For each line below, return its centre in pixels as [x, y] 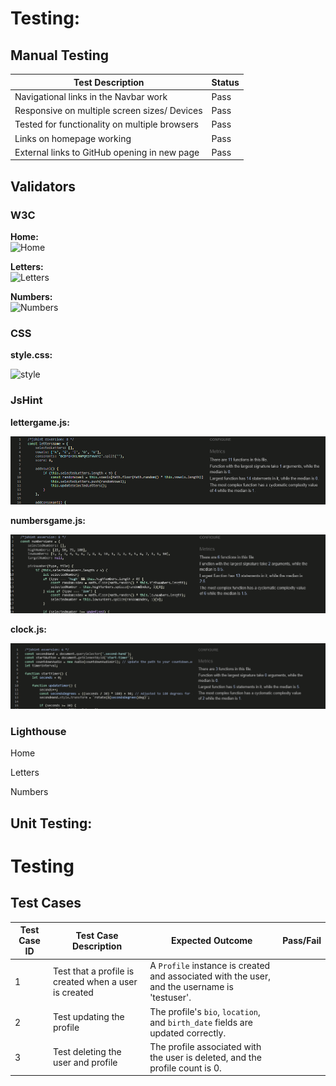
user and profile [85, 1063]
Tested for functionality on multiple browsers [106, 124]
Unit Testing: [51, 823]
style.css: [31, 355]
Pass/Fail [302, 941]
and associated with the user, [210, 976]
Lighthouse [38, 731]
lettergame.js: [40, 422]
